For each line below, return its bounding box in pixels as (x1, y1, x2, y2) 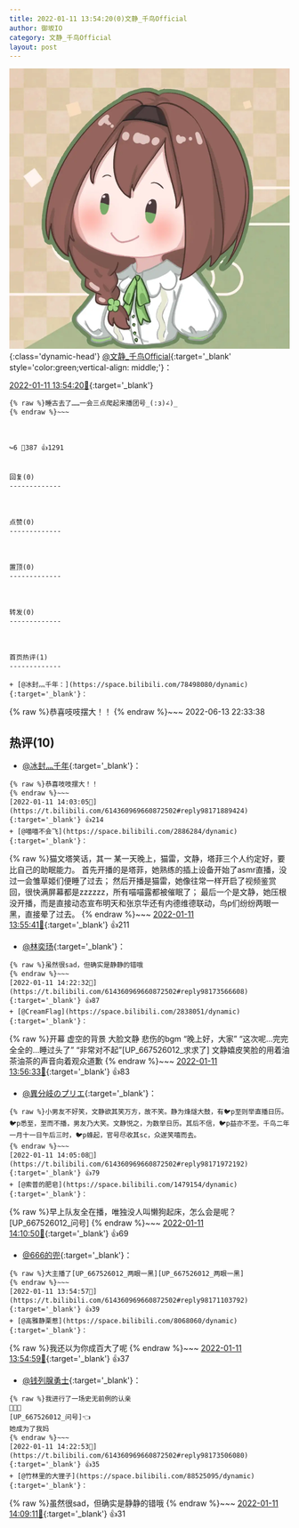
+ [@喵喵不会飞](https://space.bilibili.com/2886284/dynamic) (9, 828, 238, 837)
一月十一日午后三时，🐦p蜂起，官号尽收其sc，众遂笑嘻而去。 (9, 1131, 201, 1140)
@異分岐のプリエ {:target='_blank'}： (21, 1088, 158, 1099)
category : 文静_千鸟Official (9, 33, 112, 42)
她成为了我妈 (9, 1425, 50, 1434)
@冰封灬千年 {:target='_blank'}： (21, 761, 141, 772)
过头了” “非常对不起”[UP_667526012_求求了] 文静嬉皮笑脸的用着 (47, 1045, 282, 1055)
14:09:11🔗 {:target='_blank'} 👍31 (9, 1508, 126, 1519)
